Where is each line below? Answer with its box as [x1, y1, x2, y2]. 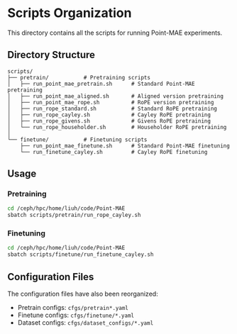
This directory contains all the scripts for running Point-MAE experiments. [7, 28, 223, 37]
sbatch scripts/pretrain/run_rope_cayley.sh [7, 211, 141, 219]
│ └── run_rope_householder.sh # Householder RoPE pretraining [7, 123, 227, 130]
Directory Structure [7, 49, 96, 61]
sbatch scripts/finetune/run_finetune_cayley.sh [7, 251, 154, 258]
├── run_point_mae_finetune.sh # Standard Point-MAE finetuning [20, 142, 231, 150]
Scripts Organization [7, 5, 132, 21]
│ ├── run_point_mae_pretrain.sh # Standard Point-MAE [7, 80, 195, 87]
